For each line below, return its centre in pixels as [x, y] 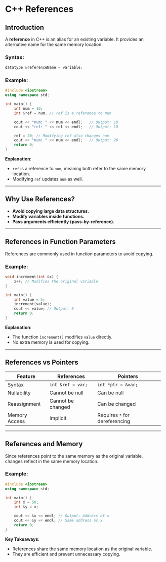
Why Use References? [40, 199]
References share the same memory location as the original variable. [82, 549]
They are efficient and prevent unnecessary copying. [66, 554]
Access [16, 421]
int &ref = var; [69, 385]
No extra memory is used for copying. [51, 342]
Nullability [19, 393]
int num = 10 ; [28, 109]
